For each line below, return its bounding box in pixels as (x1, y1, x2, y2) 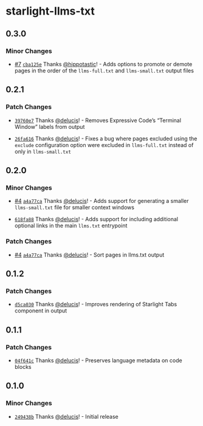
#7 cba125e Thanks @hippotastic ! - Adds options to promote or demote (14, 60, 193, 67)
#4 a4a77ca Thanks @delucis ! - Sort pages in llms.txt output (14, 251, 165, 258)
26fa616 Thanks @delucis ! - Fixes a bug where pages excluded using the (14, 135, 198, 142)
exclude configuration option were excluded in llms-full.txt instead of (14, 141, 194, 148)
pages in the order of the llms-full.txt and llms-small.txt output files (14, 67, 194, 74)
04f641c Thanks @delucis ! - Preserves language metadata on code (14, 357, 183, 364)
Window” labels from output (14, 123, 85, 130)
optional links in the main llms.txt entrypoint (14, 222, 128, 229)
